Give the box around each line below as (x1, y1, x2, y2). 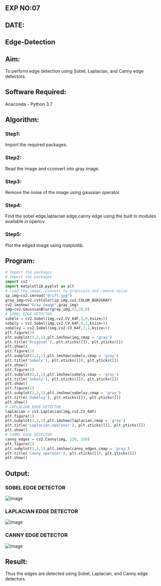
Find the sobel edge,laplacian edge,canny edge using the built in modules (5, 213, 157, 219)
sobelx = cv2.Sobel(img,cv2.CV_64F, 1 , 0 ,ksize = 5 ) (5, 316, 108, 321)
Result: (5, 558, 28, 566)
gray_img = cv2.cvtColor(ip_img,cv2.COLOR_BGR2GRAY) (5, 298, 112, 303)
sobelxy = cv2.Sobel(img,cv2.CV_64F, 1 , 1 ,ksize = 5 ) (5, 325, 110, 331)
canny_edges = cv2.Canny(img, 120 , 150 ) (5, 436, 90, 442)
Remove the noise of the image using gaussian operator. (5, 190, 121, 195)
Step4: (5, 202, 22, 208)
